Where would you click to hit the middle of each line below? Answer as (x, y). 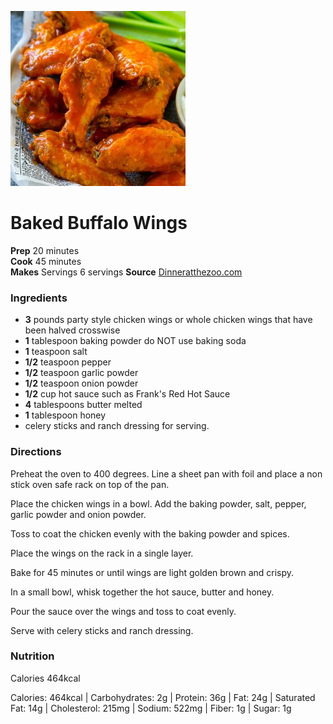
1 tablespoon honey (65, 415)
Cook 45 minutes (46, 261)
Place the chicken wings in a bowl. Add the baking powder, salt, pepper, (158, 503)
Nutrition (32, 656)
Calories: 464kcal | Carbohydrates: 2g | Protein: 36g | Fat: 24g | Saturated (163, 697)
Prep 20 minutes (45, 250)
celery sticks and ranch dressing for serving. (117, 426)
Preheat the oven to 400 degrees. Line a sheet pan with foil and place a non (166, 473)
